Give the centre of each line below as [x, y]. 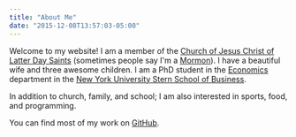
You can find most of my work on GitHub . [84, 122]
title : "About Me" [43, 17]
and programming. [43, 105]
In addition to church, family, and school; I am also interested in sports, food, [148, 96]
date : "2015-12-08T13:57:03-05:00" [75, 26]
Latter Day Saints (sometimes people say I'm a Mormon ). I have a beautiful [145, 60]
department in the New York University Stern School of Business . [128, 79]
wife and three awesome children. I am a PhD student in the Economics [139, 69]
